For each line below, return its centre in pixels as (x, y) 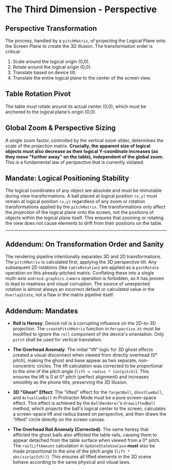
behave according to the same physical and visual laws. (72, 462)
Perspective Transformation (51, 28)
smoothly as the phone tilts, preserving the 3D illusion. (70, 382)
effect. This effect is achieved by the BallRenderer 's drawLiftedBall (84, 403)
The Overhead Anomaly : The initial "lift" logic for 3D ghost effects (83, 349)
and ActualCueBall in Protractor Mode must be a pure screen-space (84, 398)
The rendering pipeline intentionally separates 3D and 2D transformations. (84, 257)
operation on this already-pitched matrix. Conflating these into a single (80, 273)
